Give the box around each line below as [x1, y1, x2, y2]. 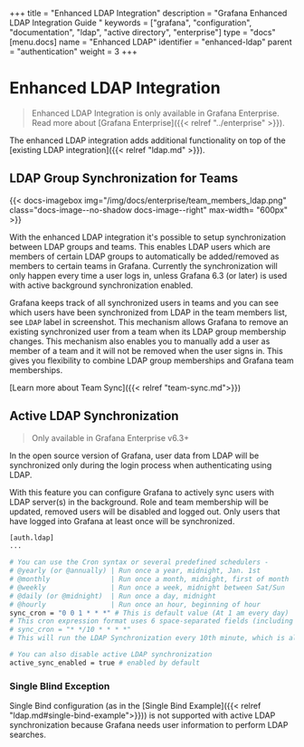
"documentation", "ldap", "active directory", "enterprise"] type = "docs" [9, 27, 276, 37]
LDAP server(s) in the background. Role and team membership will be [9, 496, 269, 507]
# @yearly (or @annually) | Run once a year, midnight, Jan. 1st [9, 566, 261, 576]
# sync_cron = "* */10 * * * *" [9, 625, 131, 635]
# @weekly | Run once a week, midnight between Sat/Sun [9, 583, 285, 592]
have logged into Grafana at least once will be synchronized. [9, 515, 235, 526]
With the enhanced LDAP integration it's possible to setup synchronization [9, 231, 287, 243]
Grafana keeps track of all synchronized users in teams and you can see [9, 297, 279, 308]
